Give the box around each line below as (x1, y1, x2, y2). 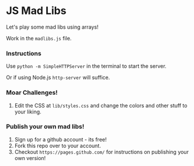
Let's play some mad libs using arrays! (6, 23, 99, 30)
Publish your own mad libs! (6, 123, 85, 131)
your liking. (14, 108, 42, 115)
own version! (14, 154, 46, 161)
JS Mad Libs (6, 4, 67, 18)
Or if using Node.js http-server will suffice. (6, 74, 110, 81)
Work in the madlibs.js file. (6, 34, 72, 41)
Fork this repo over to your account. (14, 142, 101, 149)
